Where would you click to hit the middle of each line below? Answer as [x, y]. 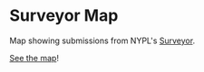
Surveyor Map [64, 16]
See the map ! [34, 58]
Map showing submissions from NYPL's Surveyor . [102, 40]
